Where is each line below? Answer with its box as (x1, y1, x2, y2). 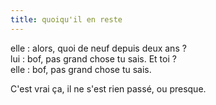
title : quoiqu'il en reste (10, 14, 123, 25)
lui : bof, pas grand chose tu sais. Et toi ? (10, 52, 177, 65)
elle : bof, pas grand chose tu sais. (10, 63, 152, 75)
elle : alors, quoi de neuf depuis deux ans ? (10, 42, 187, 54)
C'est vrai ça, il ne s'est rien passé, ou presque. (10, 82, 207, 95)
